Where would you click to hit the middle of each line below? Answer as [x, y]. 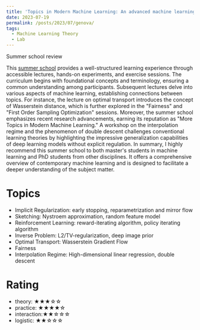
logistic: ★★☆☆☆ [39, 320]
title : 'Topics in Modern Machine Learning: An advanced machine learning [101, 12]
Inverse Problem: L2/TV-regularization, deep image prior [84, 235]
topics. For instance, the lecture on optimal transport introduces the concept [100, 100]
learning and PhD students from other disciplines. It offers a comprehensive [99, 157]
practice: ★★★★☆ [40, 307]
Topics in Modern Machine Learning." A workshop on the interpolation [92, 125]
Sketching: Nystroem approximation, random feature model [87, 216]
